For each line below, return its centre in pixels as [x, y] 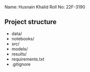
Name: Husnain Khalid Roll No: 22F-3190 [45, 7]
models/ [20, 49]
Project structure [31, 22]
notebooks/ [23, 38]
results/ [19, 54]
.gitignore [21, 64]
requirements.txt [28, 59]
